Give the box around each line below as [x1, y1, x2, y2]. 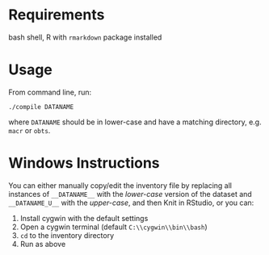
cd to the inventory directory [19, 230, 115, 240]
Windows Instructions [8, 154, 160, 173]
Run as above [19, 239, 66, 249]
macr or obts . [8, 125, 51, 135]
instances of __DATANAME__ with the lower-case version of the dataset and [8, 189, 252, 199]
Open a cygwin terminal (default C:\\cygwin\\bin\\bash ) [19, 222, 208, 232]
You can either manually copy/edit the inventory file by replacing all [8, 180, 233, 190]
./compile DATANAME [8, 102, 74, 111]
